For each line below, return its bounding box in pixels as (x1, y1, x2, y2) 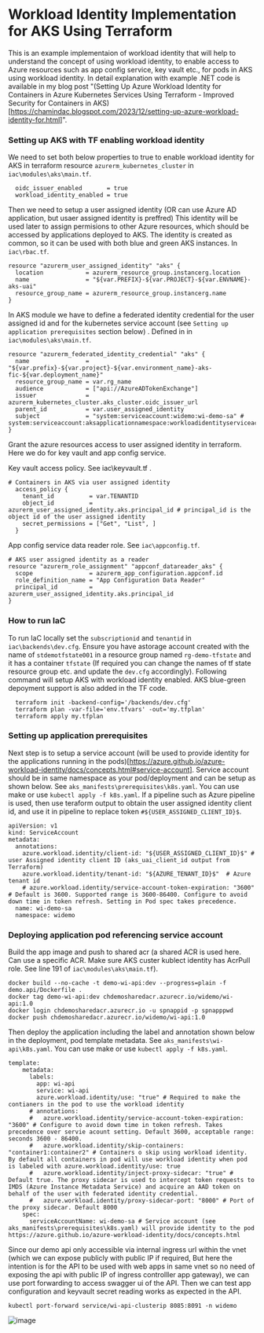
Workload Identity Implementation (8, 6, 237, 24)
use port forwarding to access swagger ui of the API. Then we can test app (8, 1279, 251, 1288)
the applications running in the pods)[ (8, 756, 130, 766)
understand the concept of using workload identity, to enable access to (8, 57, 240, 66)
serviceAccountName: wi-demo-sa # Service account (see (28, 1217, 216, 1225)
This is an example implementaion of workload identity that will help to (8, 48, 236, 57)
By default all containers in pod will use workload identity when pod (8, 1155, 247, 1164)
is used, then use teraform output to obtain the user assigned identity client (8, 798, 252, 807)
